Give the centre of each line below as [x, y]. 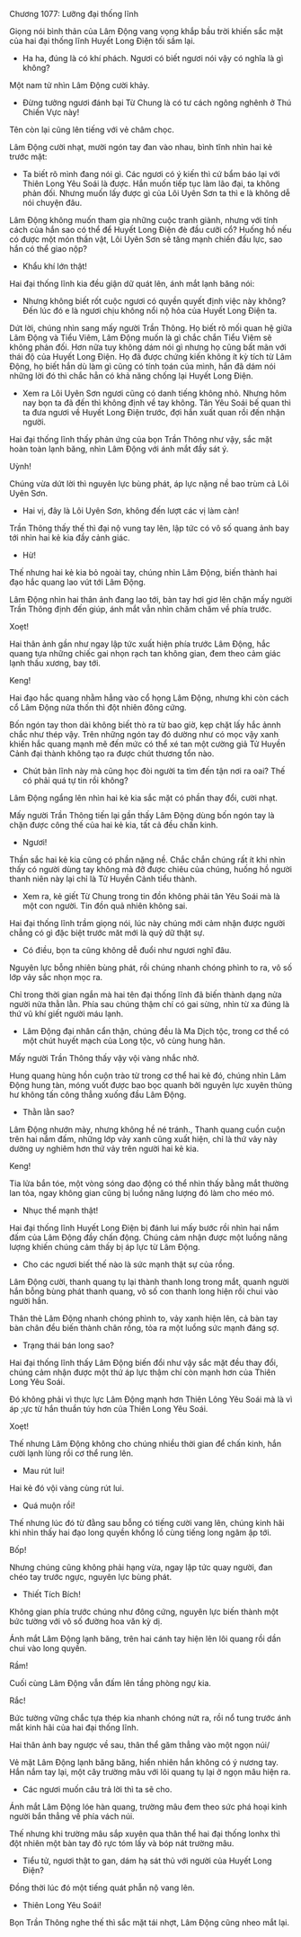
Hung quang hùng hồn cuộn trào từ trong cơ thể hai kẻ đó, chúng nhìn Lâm [148, 1076]
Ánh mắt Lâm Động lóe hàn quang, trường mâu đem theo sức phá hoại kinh [148, 1807]
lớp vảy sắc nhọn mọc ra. [56, 977]
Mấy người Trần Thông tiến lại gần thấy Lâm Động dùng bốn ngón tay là [142, 815]
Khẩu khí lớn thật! [55, 266]
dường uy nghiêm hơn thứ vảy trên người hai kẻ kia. [104, 1148]
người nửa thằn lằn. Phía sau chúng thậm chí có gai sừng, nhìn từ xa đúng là [150, 1004]
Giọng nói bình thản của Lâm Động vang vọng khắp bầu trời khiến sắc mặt [146, 31]
